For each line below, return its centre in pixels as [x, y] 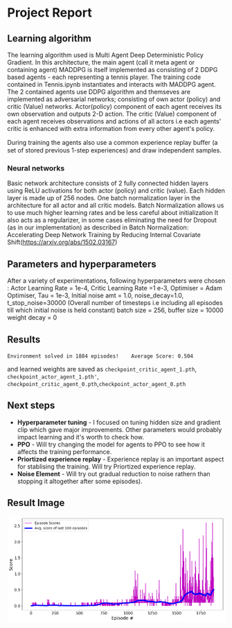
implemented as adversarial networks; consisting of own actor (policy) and [114, 99]
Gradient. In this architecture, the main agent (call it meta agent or [101, 62]
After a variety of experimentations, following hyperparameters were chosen [116, 281]
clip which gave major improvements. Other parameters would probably [119, 429]
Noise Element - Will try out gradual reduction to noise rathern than [114, 473]
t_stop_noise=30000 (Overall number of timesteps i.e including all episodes [115, 303]
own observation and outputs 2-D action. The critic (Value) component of [112, 114]
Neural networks [36, 168]
